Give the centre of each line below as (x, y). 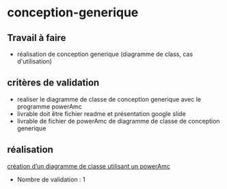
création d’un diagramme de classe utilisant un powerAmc (89, 166)
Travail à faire (37, 38)
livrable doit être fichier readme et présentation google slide (101, 113)
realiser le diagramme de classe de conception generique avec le (109, 99)
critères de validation (53, 83)
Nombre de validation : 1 (51, 179)
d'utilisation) (35, 61)
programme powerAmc (49, 106)
